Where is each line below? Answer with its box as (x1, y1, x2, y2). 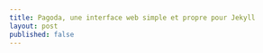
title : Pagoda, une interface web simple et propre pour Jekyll (9, 13, 256, 22)
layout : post (9, 22, 59, 31)
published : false (9, 30, 75, 39)
